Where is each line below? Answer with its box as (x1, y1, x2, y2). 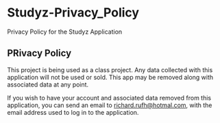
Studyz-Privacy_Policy (7, 5, 139, 21)
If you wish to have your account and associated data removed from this (7, 93, 211, 102)
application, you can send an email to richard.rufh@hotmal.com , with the (7, 101, 212, 109)
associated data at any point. (7, 80, 89, 89)
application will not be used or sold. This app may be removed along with (7, 73, 214, 81)
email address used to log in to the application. (7, 108, 139, 116)
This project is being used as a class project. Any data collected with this (7, 65, 213, 74)
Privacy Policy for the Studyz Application (7, 27, 123, 36)
